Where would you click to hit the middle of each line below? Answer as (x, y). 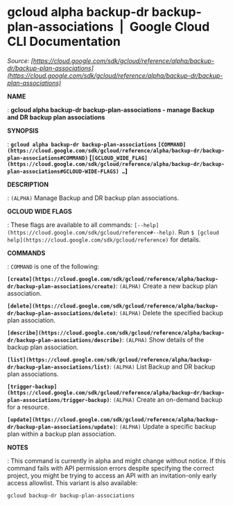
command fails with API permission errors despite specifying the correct (111, 468)
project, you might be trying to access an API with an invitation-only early (112, 475)
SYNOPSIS (23, 130)
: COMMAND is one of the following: (53, 266)
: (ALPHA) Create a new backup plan (167, 286)
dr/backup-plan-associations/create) (62, 286)
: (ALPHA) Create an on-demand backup (166, 399)
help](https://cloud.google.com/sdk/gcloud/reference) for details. (104, 239)
